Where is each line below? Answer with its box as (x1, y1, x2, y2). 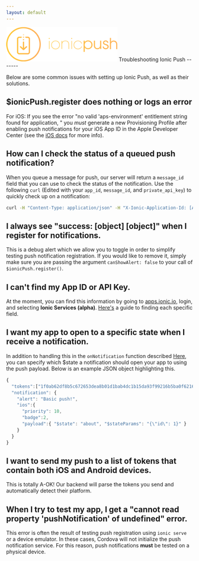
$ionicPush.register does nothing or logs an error (6, 97, 192, 107)
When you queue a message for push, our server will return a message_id (6, 173, 184, 180)
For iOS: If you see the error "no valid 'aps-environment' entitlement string (6, 112, 188, 120)
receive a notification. (6, 337, 89, 347)
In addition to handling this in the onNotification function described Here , (6, 352, 187, 359)
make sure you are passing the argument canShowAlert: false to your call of (6, 259, 193, 266)
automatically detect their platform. (6, 487, 92, 494)
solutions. (6, 80, 30, 87)
